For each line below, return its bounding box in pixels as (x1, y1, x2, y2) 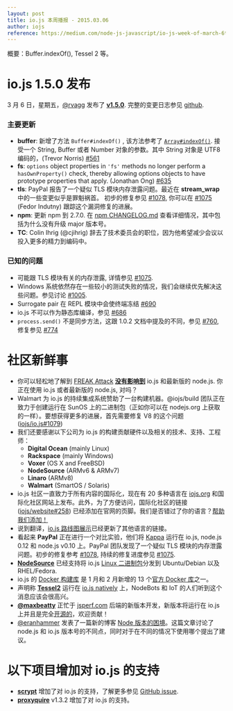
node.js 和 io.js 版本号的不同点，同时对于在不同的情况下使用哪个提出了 (17, 627, 220, 635)
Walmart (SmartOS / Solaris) (27, 481, 110, 489)
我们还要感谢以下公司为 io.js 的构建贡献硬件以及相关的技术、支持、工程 (17, 427, 221, 436)
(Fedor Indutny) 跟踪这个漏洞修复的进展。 (17, 202, 137, 211)
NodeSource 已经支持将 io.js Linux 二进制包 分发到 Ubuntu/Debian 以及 (17, 559, 220, 567)
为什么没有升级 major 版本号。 (23, 220, 110, 228)
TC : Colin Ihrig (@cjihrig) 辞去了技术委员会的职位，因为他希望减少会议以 (17, 229, 224, 237)
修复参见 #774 (17, 325, 58, 334)
